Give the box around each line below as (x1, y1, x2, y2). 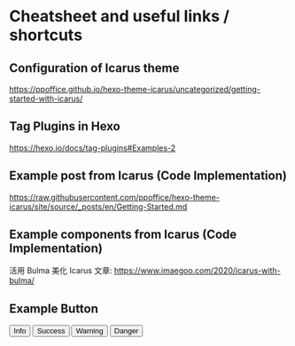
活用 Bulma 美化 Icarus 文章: (9, 265, 113, 276)
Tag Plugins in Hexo (9, 119, 121, 134)
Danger (113, 326, 139, 336)
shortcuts (9, 25, 82, 45)
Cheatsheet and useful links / (9, 6, 230, 27)
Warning (75, 326, 104, 336)
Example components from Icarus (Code (9, 227, 237, 242)
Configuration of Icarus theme (9, 60, 180, 75)
